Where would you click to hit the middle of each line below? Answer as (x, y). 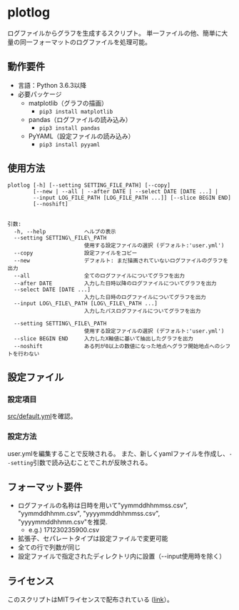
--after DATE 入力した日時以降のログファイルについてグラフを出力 (115, 283)
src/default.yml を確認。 (42, 416)
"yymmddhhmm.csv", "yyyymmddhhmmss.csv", (89, 514)
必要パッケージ (40, 94)
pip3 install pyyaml (70, 144)
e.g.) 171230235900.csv (64, 530)
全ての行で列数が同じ (49, 547)
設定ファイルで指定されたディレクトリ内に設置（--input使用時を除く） (122, 556)
